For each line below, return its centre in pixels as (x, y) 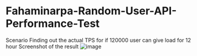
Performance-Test (53, 24)
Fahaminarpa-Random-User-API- (91, 11)
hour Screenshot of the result (42, 46)
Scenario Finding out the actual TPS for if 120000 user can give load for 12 (98, 40)
